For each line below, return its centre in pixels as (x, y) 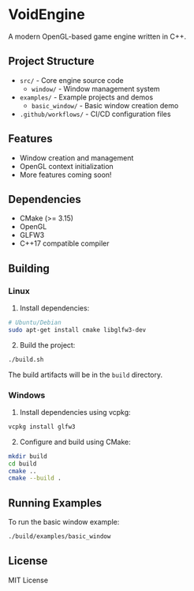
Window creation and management (76, 158)
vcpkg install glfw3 (42, 427)
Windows (27, 395)
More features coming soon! (65, 175)
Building (29, 268)
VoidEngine (47, 15)
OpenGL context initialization (67, 166)
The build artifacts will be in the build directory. (86, 375)
